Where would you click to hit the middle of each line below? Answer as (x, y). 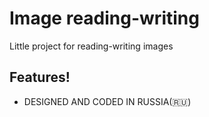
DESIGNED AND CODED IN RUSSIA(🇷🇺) (107, 101)
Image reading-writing (104, 18)
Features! (40, 77)
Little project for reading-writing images (91, 46)
